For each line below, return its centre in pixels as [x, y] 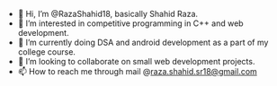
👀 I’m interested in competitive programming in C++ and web [131, 23]
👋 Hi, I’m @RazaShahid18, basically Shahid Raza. [108, 14]
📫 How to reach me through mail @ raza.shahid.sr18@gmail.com [138, 71]
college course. [47, 52]
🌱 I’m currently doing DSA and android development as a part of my [143, 42]
